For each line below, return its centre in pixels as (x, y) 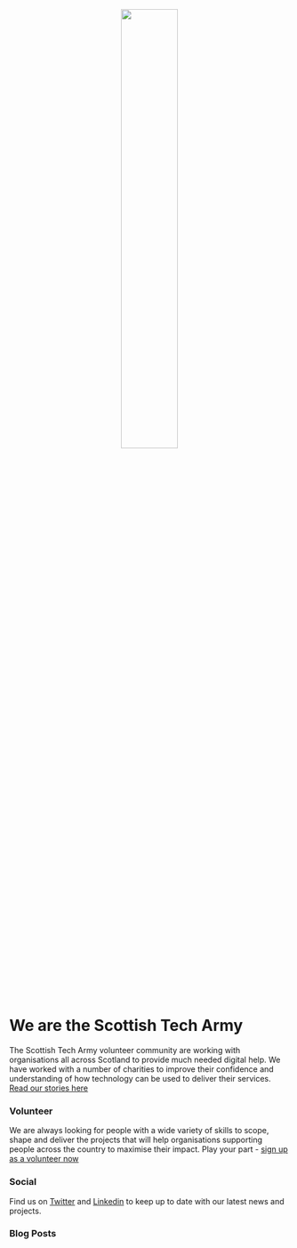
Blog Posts (33, 1234)
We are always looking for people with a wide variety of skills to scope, (139, 1131)
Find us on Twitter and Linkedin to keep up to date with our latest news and (147, 1201)
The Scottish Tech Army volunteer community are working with (125, 1050)
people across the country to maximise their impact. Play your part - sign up (149, 1149)
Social (23, 1182)
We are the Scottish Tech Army (126, 1026)
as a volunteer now (44, 1159)
